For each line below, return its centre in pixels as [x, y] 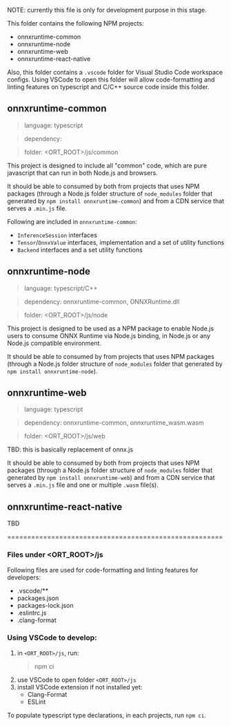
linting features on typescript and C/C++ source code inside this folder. [108, 87]
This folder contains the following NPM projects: [76, 23]
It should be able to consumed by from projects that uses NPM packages [111, 356]
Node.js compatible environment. [54, 343]
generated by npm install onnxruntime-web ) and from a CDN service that [111, 478]
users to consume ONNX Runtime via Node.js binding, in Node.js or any [109, 335]
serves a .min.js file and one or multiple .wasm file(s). [83, 485]
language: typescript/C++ [61, 288]
